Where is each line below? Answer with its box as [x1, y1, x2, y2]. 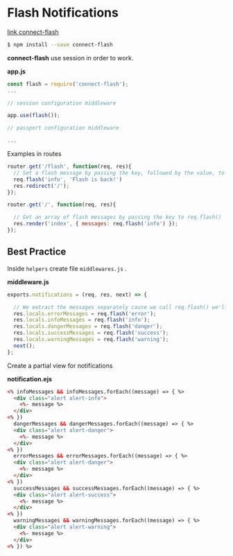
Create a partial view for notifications [7, 361, 113, 370]
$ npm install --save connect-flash [7, 41, 113, 48]
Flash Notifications [7, 5, 119, 21]
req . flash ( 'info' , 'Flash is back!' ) [13, 175, 123, 183]
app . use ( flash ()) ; [7, 112, 60, 119]
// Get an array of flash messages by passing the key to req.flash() [13, 214, 222, 221]
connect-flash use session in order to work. [7, 53, 134, 62]
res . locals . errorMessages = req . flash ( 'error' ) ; [13, 310, 157, 317]
